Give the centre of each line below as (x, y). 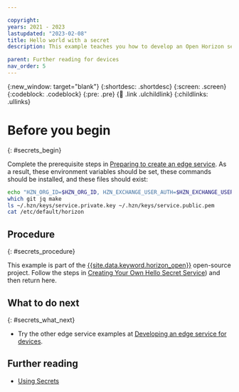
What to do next (43, 303)
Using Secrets (38, 381)
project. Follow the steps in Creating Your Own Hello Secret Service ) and (114, 273)
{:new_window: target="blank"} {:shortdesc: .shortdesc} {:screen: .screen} (117, 86)
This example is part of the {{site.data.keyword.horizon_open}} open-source (119, 265)
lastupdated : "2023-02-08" (47, 33)
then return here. (32, 280)
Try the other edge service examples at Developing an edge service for (122, 334)
